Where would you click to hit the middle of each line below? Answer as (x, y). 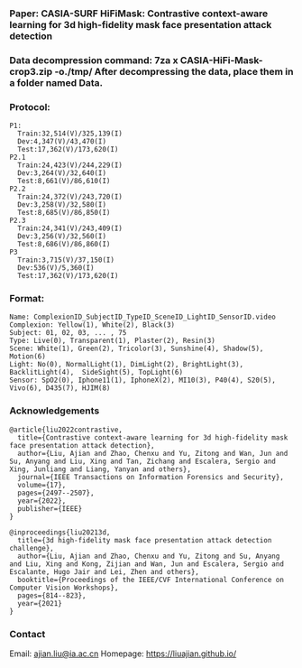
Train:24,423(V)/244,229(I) (70, 165)
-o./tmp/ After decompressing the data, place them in (174, 71)
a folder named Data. (56, 82)
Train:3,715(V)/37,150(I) (66, 260)
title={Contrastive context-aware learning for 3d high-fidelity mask (153, 437)
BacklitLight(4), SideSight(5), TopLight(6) (96, 373)
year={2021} (40, 603)
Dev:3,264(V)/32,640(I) (62, 173)
